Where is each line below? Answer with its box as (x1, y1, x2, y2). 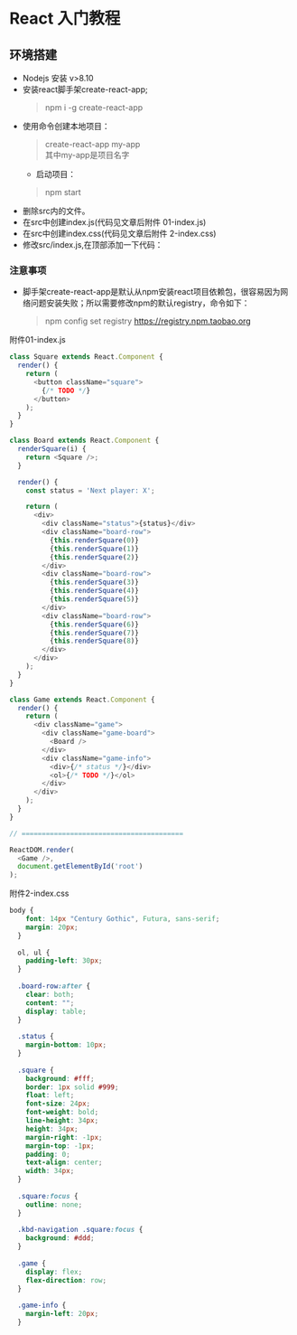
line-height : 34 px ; (25, 1116, 99, 1125)
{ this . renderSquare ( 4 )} (49, 587, 140, 596)
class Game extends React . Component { (9, 695, 155, 704)
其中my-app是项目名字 (44, 150, 130, 160)
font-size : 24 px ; (25, 1099, 91, 1108)
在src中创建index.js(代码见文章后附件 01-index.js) (22, 217, 207, 227)
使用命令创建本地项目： (22, 121, 110, 131)
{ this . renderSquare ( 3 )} (49, 578, 140, 588)
